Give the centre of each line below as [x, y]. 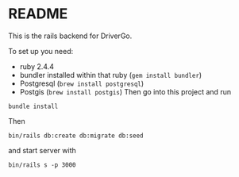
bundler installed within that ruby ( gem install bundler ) [111, 75]
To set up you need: [41, 51]
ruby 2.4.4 [37, 66]
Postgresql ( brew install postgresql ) [82, 83]
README [38, 14]
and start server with [42, 150]
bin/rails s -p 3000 [42, 165]
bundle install [33, 106]
